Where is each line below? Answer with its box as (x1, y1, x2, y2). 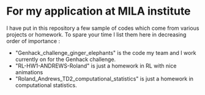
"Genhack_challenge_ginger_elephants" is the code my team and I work (15, 49, 197, 56)
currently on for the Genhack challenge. (15, 55, 116, 63)
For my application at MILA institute (6, 4, 191, 18)
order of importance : (6, 37, 60, 44)
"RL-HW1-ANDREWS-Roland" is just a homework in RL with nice (15, 62, 177, 69)
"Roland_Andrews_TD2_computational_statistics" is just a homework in (15, 75, 194, 82)
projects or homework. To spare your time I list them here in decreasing (6, 30, 187, 38)
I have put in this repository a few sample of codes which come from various (6, 24, 199, 32)
